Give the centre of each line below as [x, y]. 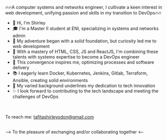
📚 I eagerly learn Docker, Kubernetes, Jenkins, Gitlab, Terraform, [80, 73]
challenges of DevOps [35, 96]
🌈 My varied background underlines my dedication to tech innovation [84, 85]
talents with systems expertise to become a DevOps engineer [76, 57]
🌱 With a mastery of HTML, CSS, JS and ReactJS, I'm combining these [85, 51]
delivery [21, 67]
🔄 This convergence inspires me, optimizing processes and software [83, 62]
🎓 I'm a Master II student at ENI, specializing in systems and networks [86, 28]
